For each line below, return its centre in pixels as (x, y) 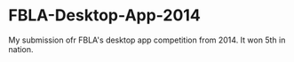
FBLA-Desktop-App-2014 (104, 15)
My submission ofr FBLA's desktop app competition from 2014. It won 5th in (147, 40)
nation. (21, 49)
